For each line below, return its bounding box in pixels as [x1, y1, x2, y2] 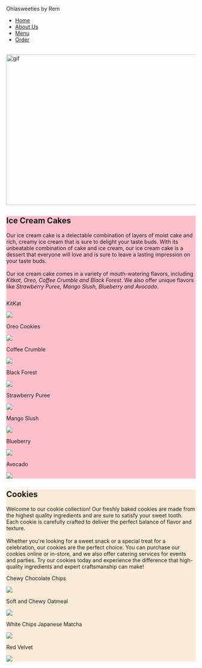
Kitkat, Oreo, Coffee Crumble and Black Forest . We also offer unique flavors [6, 276, 194, 284]
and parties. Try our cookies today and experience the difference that [6, 557, 179, 564]
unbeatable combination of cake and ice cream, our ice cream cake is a [6, 244, 183, 252]
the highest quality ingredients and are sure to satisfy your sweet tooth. [6, 511, 183, 519]
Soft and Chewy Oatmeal [6, 598, 68, 605]
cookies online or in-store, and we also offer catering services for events [6, 550, 186, 557]
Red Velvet [6, 643, 33, 651]
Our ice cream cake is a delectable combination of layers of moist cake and [6, 231, 193, 239]
